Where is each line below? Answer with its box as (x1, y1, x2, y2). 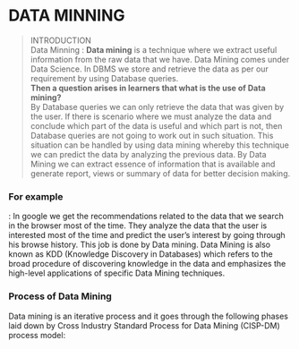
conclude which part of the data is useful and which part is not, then (30, 120, 283, 131)
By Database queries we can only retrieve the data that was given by (30, 101, 285, 112)
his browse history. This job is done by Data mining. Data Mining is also (8, 239, 271, 251)
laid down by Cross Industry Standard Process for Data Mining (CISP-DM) (8, 319, 281, 331)
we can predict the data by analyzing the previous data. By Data (30, 149, 267, 159)
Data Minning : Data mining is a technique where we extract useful (30, 44, 278, 55)
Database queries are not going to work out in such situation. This (30, 130, 274, 140)
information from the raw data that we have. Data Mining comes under (30, 54, 290, 64)
